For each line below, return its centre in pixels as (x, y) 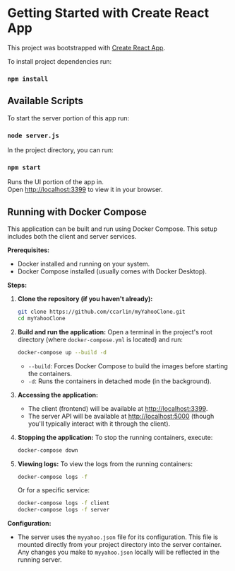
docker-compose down (48, 450)
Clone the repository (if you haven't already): (85, 299)
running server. (40, 560)
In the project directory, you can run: (60, 149)
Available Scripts (45, 101)
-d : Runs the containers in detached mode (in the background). (120, 381)
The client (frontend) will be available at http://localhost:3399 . (118, 408)
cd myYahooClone (41, 318)
